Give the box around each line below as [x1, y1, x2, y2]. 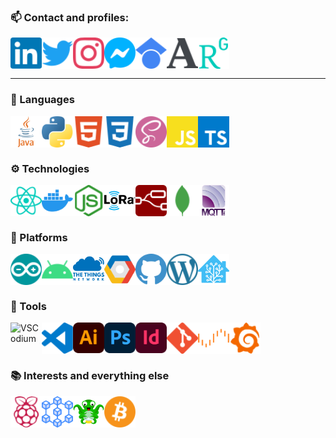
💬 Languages [10, 93, 75, 107]
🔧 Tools [10, 300, 47, 314]
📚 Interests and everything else [10, 369, 170, 383]
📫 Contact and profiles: [10, 10, 130, 24]
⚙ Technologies [10, 161, 90, 175]
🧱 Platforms [10, 230, 68, 244]
